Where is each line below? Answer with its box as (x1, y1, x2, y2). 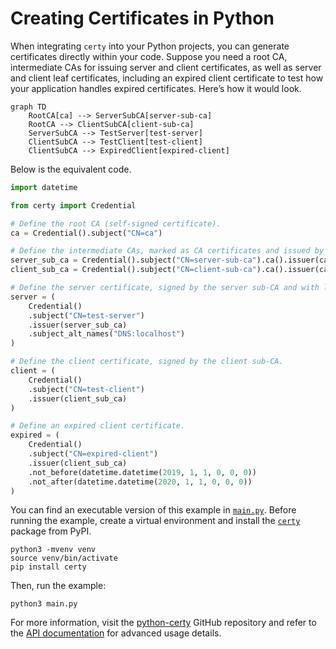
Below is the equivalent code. (10, 163, 132, 175)
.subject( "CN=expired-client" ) (28, 449, 159, 459)
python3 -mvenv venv (10, 545, 97, 555)
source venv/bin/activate (10, 553, 118, 564)
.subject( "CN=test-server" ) (28, 310, 145, 321)
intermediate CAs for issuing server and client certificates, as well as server (10, 61, 322, 73)
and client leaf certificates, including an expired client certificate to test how (10, 72, 324, 84)
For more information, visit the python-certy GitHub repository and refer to (10, 617, 317, 629)
